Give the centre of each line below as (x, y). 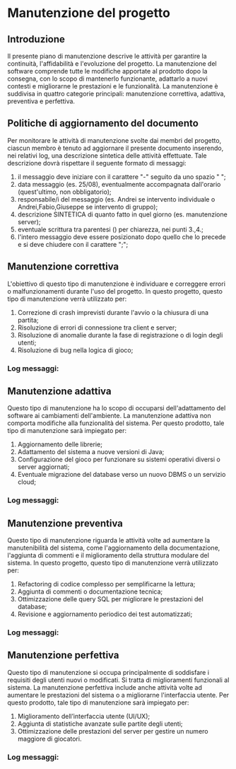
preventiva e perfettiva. (41, 101)
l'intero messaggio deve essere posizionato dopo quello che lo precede (122, 237)
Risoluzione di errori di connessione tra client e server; (97, 328)
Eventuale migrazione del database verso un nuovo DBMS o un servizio (122, 475)
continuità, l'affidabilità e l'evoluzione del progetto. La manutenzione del (112, 64)
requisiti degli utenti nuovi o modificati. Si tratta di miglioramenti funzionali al (118, 680)
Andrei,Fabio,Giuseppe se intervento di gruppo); (88, 207)
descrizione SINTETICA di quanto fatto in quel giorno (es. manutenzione (122, 214)
